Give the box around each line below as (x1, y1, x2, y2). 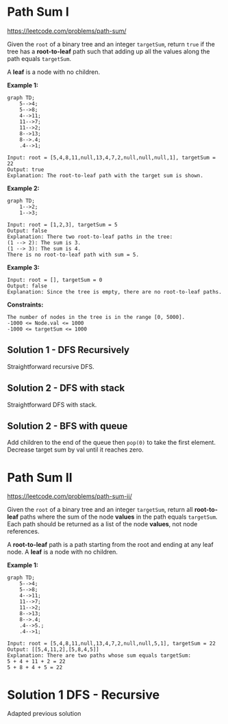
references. (7, 528, 40, 536)
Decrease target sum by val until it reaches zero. (7, 445, 144, 454)
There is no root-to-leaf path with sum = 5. (7, 251, 139, 258)
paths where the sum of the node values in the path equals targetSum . (19, 513, 218, 521)
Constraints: (7, 300, 44, 309)
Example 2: (7, 184, 40, 192)
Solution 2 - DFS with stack (7, 383, 125, 394)
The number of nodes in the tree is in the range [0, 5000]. (7, 313, 186, 320)
